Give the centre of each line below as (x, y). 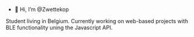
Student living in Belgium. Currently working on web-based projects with (97, 21)
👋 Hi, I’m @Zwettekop (42, 9)
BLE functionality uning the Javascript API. (59, 28)
